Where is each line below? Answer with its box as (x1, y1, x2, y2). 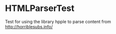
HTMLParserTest (5, 3, 75, 14)
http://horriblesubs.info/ (5, 23, 53, 29)
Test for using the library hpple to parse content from (5, 19, 111, 24)
